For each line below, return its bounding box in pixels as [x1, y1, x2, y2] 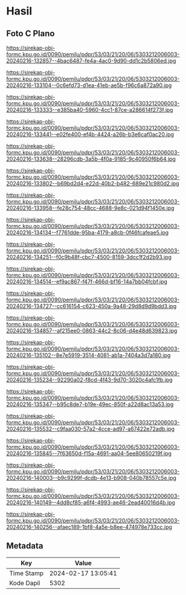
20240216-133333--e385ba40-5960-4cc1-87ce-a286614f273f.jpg [6, 106, 173, 113]
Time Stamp [9, 569, 44, 577]
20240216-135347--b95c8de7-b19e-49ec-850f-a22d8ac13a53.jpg [6, 400, 174, 408]
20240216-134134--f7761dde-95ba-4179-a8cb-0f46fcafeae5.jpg [6, 229, 169, 236]
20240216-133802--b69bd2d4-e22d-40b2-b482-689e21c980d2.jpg [6, 180, 179, 187]
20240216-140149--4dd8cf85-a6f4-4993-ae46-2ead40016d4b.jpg [6, 499, 175, 506]
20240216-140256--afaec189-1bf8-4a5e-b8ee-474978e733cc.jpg [6, 524, 172, 530]
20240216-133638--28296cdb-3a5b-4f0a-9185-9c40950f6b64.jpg [6, 155, 176, 162]
